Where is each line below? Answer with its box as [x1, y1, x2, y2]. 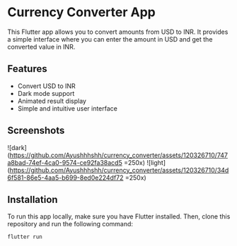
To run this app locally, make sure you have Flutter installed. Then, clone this [7, 212, 231, 221]
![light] [146, 158, 166, 166]
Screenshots [7, 125, 65, 137]
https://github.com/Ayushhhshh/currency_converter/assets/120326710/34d [9, 166, 229, 174]
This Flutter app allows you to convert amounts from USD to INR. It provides [7, 27, 229, 36]
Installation [7, 193, 58, 205]
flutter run [7, 233, 42, 240]
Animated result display [17, 97, 87, 105]
